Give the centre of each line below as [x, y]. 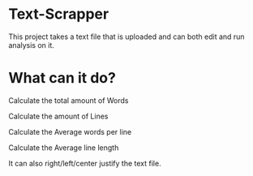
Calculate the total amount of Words [69, 100]
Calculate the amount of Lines [58, 116]
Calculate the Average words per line [70, 131]
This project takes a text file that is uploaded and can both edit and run [126, 36]
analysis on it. [32, 45]
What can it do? [62, 78]
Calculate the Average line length [64, 148]
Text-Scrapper [59, 14]
